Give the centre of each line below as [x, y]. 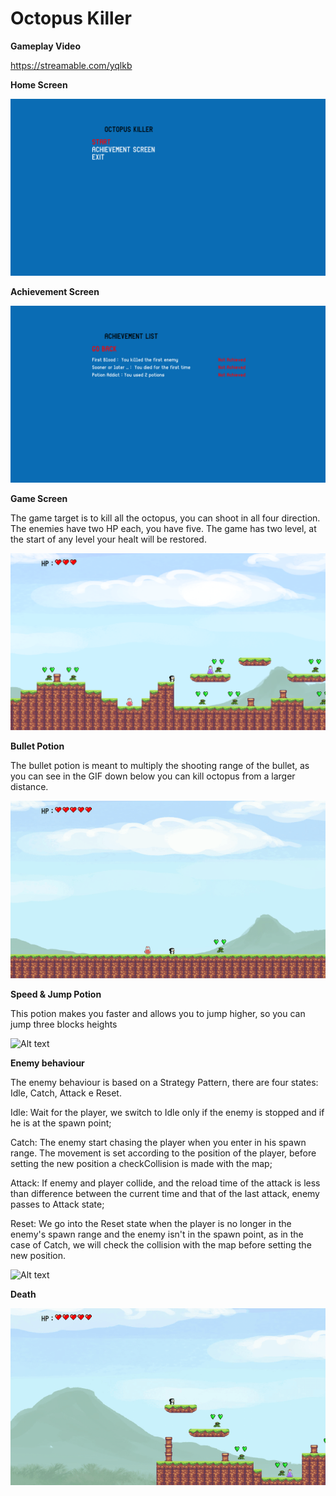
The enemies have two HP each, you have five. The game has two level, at [163, 529]
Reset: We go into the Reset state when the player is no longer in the [151, 1223]
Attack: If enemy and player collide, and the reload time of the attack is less [165, 1183]
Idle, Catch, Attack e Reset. [66, 1093]
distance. [29, 787]
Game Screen [39, 499]
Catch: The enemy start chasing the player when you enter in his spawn [158, 1142]
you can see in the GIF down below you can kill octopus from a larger [153, 776]
